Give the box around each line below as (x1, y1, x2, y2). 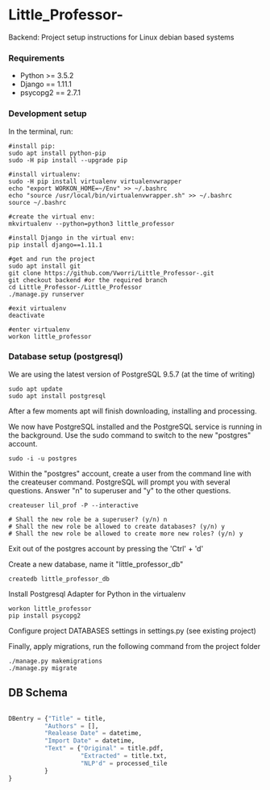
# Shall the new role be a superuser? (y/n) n (8, 515, 168, 523)
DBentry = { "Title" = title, (8, 714, 106, 722)
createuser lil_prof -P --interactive (8, 501, 139, 509)
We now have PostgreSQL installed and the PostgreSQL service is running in (8, 422, 263, 431)
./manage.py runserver (8, 290, 85, 298)
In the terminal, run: (8, 127, 74, 136)
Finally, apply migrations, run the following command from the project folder (8, 641, 260, 651)
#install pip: (8, 142, 56, 150)
